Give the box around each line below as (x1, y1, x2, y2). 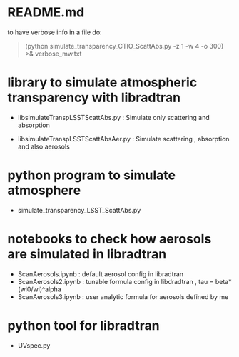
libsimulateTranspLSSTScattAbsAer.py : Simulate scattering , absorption (17, 134, 230, 143)
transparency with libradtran (7, 90, 181, 106)
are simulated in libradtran (7, 246, 167, 262)
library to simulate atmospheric (7, 74, 198, 91)
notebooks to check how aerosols (7, 231, 212, 247)
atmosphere (7, 183, 81, 198)
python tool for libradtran (7, 317, 160, 333)
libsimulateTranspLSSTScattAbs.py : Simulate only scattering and (17, 113, 210, 121)
